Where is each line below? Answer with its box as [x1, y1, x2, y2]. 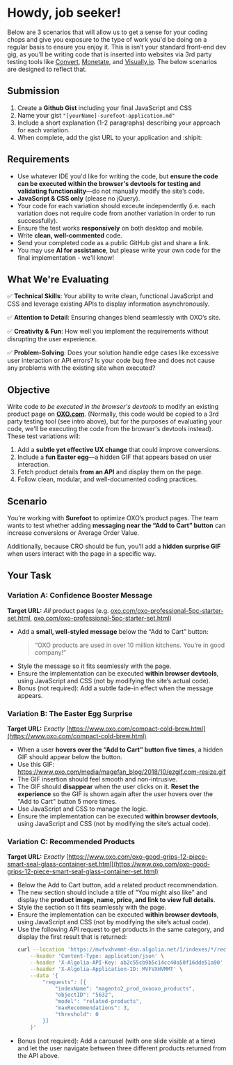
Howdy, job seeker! [7, 5, 122, 21]
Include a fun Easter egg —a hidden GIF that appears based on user [17, 453, 212, 461]
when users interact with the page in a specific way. [7, 550, 156, 558]
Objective [7, 384, 51, 396]
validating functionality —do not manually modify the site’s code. [17, 187, 205, 195]
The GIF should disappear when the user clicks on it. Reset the [17, 782, 200, 791]
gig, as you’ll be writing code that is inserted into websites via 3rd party [7, 50, 212, 59]
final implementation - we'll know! [17, 253, 115, 262]
